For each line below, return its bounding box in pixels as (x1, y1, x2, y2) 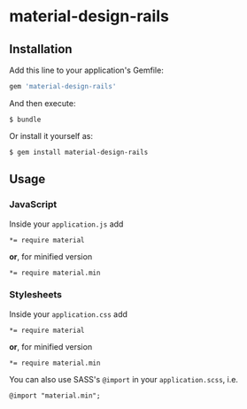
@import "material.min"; (9, 391, 101, 400)
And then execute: (9, 97, 76, 108)
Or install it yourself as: (9, 130, 93, 141)
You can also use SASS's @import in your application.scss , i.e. (9, 374, 239, 384)
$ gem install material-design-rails (9, 148, 149, 157)
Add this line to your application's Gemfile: (9, 65, 164, 75)
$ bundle (9, 115, 42, 124)
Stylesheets (9, 289, 63, 301)
